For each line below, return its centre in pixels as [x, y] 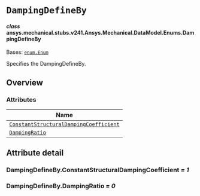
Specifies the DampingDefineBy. [46, 64]
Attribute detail [35, 153]
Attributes [21, 99]
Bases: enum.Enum [28, 52]
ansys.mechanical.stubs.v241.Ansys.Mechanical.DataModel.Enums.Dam [100, 32]
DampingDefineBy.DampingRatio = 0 [61, 186]
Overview [25, 82]
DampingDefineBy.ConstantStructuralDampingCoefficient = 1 [98, 170]
